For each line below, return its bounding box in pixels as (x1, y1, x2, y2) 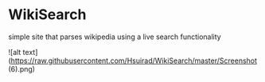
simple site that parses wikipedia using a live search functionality (8, 32, 221, 41)
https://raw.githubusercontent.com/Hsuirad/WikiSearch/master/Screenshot (10, 56, 257, 65)
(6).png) (8, 64, 36, 73)
